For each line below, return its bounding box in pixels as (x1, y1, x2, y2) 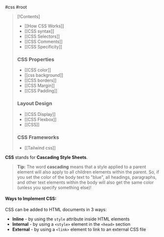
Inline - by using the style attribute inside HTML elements (12, 216, 130, 222)
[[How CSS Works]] (24, 23, 65, 29)
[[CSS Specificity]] (24, 44, 62, 49)
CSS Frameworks (17, 134, 60, 141)
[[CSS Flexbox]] (24, 116, 57, 122)
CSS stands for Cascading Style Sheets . (5, 154, 88, 160)
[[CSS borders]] (24, 78, 57, 84)
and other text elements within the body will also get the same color (17, 179, 154, 185)
